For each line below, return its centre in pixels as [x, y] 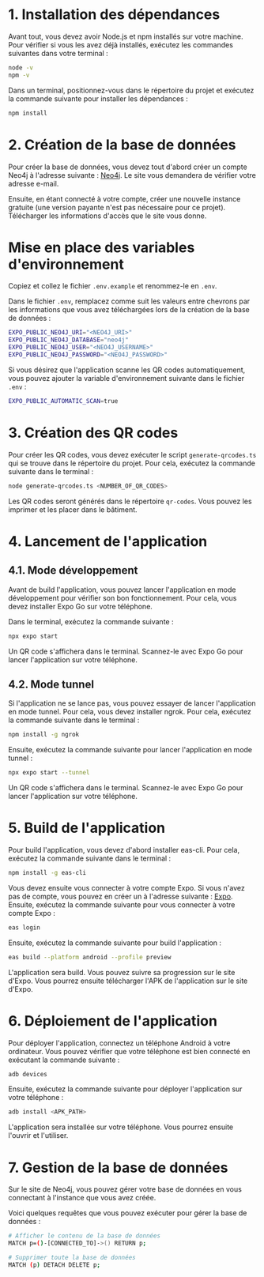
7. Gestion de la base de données [118, 1168]
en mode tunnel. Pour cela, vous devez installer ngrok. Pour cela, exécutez [130, 712]
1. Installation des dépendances [114, 15]
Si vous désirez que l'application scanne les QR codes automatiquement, [127, 370]
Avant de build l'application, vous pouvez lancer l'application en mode [122, 590]
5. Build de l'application [87, 828]
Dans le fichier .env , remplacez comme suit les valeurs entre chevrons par [129, 301]
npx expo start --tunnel [49, 773]
